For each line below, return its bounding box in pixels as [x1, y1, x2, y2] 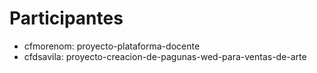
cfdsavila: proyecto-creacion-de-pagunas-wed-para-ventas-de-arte [23, 50, 307, 62]
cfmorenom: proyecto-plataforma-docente [23, 40, 201, 52]
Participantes [9, 7, 124, 30]
